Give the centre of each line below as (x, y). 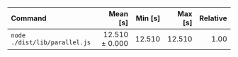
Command (29, 18)
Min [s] (148, 18)
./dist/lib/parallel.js (51, 43)
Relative (213, 18)
